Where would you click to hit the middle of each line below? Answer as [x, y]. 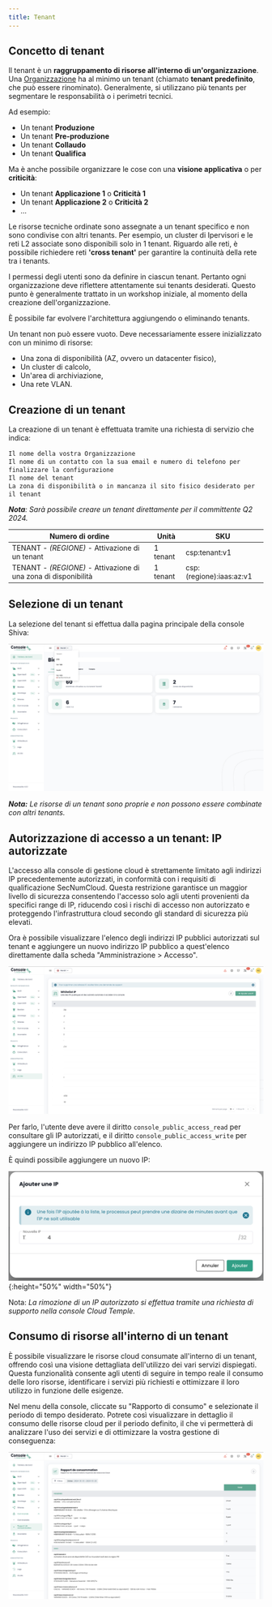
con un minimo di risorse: [51, 343]
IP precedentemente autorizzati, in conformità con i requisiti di [112, 879]
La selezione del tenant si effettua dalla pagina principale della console [126, 624]
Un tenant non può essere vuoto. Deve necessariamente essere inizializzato [135, 334]
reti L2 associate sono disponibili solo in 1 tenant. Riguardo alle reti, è [123, 244]
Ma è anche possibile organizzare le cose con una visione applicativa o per [135, 170]
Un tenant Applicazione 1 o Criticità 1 [83, 194]
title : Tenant [32, 17]
